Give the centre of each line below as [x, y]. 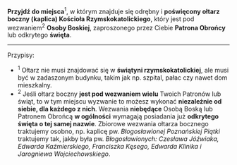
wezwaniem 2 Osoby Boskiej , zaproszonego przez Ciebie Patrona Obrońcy [116, 27]
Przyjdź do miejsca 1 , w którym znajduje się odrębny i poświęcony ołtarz [114, 11]
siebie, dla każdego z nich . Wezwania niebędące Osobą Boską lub [115, 109]
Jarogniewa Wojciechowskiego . [64, 154]
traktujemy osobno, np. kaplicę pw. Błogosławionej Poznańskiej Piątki [119, 131]
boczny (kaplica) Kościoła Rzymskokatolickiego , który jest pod [101, 19]
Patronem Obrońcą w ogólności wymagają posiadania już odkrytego [118, 116]
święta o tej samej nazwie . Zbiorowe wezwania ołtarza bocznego [113, 123]
